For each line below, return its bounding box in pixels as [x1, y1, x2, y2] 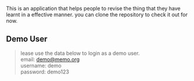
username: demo [20, 62, 62, 69]
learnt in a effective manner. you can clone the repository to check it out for [6, 11, 188, 18]
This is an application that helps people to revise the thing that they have [6, 5, 181, 12]
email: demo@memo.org [20, 55, 80, 63]
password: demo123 [20, 68, 70, 75]
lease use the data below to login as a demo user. [20, 50, 140, 57]
